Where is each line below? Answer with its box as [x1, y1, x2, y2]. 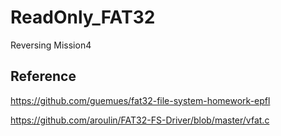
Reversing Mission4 [10, 39, 92, 51]
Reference [10, 68, 77, 85]
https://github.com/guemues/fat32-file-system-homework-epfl [10, 94, 271, 106]
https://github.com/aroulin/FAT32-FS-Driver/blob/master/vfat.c [10, 114, 270, 126]
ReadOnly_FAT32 [10, 6, 156, 29]
